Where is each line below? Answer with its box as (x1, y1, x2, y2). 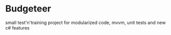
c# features (5, 24, 30, 30)
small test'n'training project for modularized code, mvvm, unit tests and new (5, 19, 166, 25)
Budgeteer (5, 3, 51, 14)
